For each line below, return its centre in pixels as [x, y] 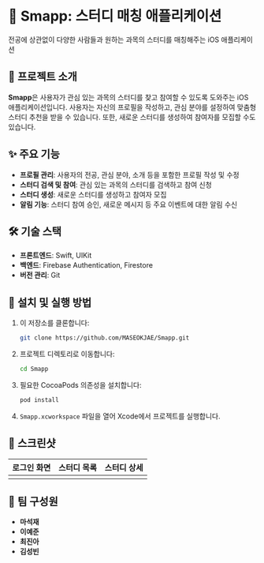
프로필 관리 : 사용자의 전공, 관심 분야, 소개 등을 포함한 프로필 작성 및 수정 [129, 175]
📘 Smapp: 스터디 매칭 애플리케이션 [115, 16]
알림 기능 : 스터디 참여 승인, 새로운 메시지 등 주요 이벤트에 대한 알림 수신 [128, 204]
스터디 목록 [77, 467]
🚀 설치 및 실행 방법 [50, 302]
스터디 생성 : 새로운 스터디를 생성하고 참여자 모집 [93, 194]
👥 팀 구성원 [33, 502]
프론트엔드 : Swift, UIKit [56, 255]
